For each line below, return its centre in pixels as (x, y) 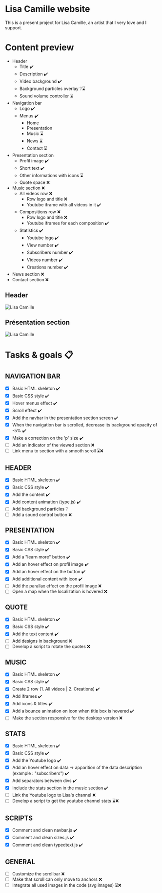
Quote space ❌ (35, 182)
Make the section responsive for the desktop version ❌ (67, 718)
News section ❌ (28, 274)
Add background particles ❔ (40, 509)
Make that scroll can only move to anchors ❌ (57, 879)
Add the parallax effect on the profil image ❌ (57, 586)
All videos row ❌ (36, 193)
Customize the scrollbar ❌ (38, 873)
